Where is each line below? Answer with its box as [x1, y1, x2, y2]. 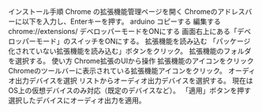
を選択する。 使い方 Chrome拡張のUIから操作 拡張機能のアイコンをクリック [8, 56, 254, 65]
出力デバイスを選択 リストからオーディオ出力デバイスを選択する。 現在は [14, 76, 254, 85]
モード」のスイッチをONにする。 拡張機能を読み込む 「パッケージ [35, 36, 251, 46]
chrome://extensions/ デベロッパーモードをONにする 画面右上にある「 [8, 27, 238, 35]
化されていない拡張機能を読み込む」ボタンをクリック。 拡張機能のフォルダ [8, 47, 252, 55]
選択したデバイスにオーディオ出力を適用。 [8, 95, 146, 105]
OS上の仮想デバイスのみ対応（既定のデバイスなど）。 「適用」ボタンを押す [8, 86, 251, 95]
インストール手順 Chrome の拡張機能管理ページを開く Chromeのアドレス [8, 7, 245, 16]
